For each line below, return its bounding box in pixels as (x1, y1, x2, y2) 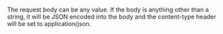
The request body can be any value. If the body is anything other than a (7, 6, 209, 13)
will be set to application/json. (7, 20, 92, 27)
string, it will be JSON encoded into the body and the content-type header (7, 13, 217, 21)
